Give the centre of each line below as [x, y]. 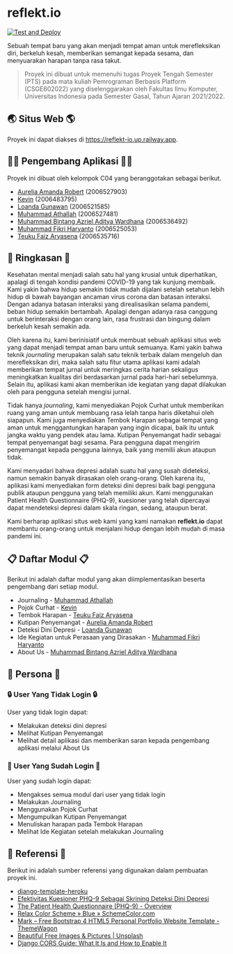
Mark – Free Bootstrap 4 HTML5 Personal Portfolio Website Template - [118, 921]
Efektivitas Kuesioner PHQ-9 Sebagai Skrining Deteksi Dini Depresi [113, 898]
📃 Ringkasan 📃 [39, 258]
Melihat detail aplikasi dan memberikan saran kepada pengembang [113, 740]
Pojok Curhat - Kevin [47, 607]
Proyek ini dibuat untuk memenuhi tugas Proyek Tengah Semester [119, 74]
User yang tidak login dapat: [48, 712]
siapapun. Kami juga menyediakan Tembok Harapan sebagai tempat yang [113, 421]
